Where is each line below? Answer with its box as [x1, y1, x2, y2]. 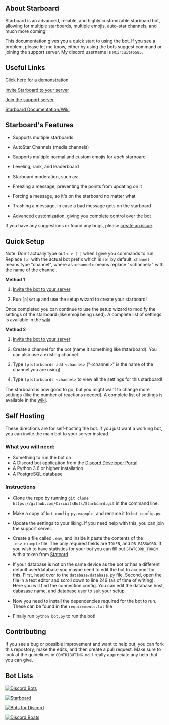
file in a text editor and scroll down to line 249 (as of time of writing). [12, 577, 155, 583]
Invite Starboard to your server [5, 87, 69, 93]
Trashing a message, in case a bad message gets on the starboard [12, 203, 151, 209]
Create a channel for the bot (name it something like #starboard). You [12, 346, 157, 352]
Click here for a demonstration [5, 77, 69, 83]
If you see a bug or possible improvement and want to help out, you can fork [5, 641, 164, 647]
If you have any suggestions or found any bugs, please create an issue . [5, 223, 154, 229]
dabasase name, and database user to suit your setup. [12, 588, 126, 594]
